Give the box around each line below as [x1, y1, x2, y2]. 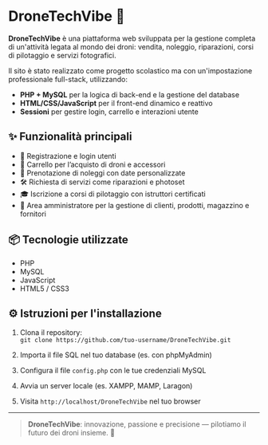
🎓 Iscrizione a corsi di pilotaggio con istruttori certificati [19, 189, 206, 199]
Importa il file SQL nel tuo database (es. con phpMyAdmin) [19, 350, 213, 360]
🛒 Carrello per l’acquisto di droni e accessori [19, 159, 166, 169]
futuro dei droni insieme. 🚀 [27, 428, 116, 438]
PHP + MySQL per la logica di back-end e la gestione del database [19, 89, 240, 99]
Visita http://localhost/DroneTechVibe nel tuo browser [19, 396, 201, 406]
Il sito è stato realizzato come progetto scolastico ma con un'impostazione [8, 65, 253, 75]
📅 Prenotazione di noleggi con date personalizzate [19, 167, 186, 178]
